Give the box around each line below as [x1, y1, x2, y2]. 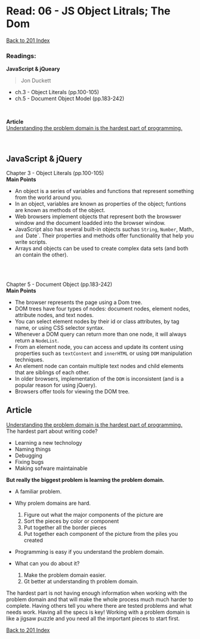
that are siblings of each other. [14, 369, 91, 376]
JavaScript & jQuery [6, 153, 82, 164]
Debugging [14, 451, 43, 459]
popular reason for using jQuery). [14, 382, 97, 389]
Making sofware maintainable [14, 465, 88, 472]
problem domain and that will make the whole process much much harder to [6, 595, 193, 603]
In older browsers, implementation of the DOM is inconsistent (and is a [14, 375, 184, 382]
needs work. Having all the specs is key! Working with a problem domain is [6, 608, 190, 616]
